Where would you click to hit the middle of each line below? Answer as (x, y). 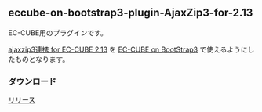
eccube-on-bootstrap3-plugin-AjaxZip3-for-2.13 (131, 13)
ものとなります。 (42, 59)
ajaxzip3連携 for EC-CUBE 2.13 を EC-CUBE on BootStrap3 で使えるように (128, 49)
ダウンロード (33, 81)
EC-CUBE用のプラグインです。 (58, 33)
